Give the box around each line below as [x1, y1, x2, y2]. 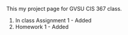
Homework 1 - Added [15, 24, 69, 30]
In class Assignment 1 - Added [15, 17, 92, 24]
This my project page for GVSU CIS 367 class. [6, 5, 122, 12]
